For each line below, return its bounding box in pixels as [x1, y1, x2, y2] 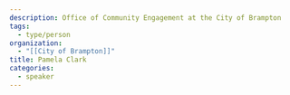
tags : [9, 22, 30, 31]
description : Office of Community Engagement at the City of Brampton [9, 13, 282, 23]
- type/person [17, 30, 71, 39]
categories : [9, 64, 54, 73]
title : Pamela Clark [9, 55, 88, 64]
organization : [9, 38, 63, 48]
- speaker [17, 72, 54, 81]
